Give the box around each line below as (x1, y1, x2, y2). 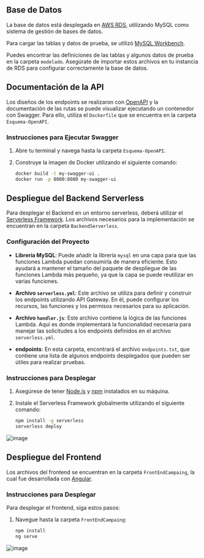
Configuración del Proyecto (6, 238, 90, 246)
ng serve (15, 533, 38, 540)
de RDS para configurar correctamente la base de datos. (6, 64, 149, 72)
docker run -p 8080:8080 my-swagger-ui (15, 176, 117, 182)
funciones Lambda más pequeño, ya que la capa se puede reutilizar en (15, 271, 194, 278)
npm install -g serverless (15, 418, 84, 424)
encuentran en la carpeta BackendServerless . (6, 222, 119, 230)
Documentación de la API (6, 82, 104, 92)
